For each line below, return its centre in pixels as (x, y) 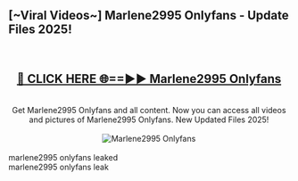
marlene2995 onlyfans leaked (63, 157)
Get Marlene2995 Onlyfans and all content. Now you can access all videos (149, 110)
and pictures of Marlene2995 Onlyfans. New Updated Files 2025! (149, 119)
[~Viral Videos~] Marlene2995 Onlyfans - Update (149, 16)
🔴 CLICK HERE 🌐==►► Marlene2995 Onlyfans (149, 79)
